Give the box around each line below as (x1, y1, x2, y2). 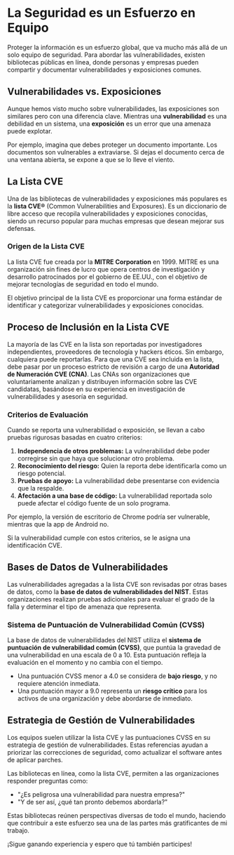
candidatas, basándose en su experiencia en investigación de (7, 385, 186, 393)
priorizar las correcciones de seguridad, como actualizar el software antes (7, 748, 222, 756)
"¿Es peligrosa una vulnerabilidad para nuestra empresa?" (17, 790, 186, 798)
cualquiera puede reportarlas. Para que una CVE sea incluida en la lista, (7, 354, 214, 363)
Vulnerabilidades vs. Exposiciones (7, 86, 162, 98)
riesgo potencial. (17, 469, 67, 477)
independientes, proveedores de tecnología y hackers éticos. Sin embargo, (7, 347, 224, 356)
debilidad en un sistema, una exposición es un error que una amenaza (7, 119, 212, 128)
